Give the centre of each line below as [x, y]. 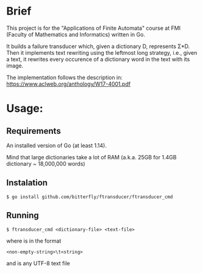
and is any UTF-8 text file [38, 263]
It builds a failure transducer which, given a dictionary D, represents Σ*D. [98, 46]
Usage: [25, 109]
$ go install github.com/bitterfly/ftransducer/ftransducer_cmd [90, 197]
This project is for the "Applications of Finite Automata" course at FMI [94, 28]
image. [15, 66]
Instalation [27, 183]
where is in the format [34, 241]
